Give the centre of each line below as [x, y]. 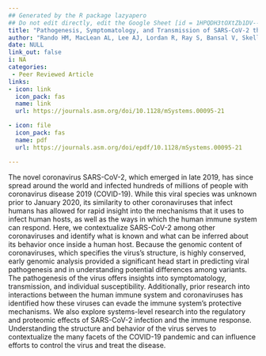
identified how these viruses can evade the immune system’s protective [125, 303]
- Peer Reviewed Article [52, 74]
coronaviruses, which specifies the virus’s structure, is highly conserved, [127, 252]
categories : [28, 67]
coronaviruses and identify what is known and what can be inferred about [129, 236]
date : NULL [26, 45]
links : [19, 81]
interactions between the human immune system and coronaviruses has [126, 294]
